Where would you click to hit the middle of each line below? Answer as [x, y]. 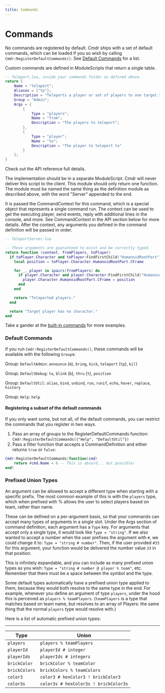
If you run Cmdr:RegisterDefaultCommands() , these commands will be [74, 349]
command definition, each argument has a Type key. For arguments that [77, 527]
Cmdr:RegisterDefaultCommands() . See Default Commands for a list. [73, 58]
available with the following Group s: [41, 354]
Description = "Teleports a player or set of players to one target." [88, 95]
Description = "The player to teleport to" [76, 146]
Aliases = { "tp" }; [33, 91]
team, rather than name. [29, 507]
